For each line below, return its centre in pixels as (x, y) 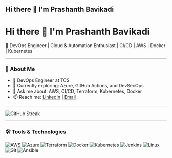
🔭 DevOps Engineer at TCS (41, 80)
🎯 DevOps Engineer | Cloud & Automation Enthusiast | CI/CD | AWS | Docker (85, 46)
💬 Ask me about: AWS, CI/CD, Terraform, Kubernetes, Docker (77, 91)
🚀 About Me (20, 69)
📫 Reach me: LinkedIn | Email (44, 97)
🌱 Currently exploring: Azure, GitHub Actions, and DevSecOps (78, 85)
